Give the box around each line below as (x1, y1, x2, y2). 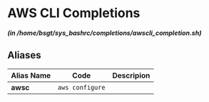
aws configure (57, 83, 106, 91)
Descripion (112, 70, 151, 80)
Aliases (7, 49, 41, 61)
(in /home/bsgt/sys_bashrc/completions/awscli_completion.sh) (7, 29, 202, 37)
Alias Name (11, 70, 51, 80)
